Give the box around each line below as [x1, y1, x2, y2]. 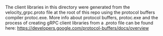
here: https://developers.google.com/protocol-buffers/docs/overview [5, 25, 149, 31]
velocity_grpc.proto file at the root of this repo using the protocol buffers [5, 9, 155, 15]
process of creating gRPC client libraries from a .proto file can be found [5, 20, 153, 26]
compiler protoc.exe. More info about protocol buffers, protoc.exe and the [5, 15, 158, 20]
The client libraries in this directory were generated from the [5, 4, 130, 10]
